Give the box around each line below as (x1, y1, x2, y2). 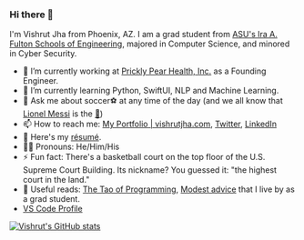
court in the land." (22, 175, 90, 185)
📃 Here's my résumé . (22, 132, 102, 143)
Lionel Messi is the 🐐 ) (22, 108, 104, 119)
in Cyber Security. (9, 48, 77, 59)
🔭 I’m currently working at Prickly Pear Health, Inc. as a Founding (22, 65, 267, 76)
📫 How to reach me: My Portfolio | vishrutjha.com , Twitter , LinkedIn (22, 118, 278, 130)
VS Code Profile (22, 204, 84, 215)
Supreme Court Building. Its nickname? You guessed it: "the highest (22, 165, 278, 175)
